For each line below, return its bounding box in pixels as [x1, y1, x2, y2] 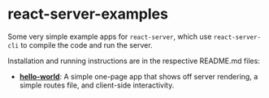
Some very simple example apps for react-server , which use [7, 32, 212, 41]
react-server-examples [7, 5, 168, 23]
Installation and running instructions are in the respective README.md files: [7, 56, 261, 66]
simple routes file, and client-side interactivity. [19, 80, 175, 90]
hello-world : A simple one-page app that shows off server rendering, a [19, 71, 258, 81]
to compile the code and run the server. [20, 40, 153, 49]
